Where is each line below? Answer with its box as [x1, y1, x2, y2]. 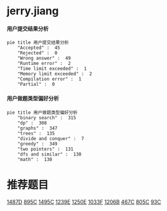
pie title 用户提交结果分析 [7, 40, 69, 46]
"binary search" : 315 [17, 114, 77, 120]
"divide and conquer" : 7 [17, 135, 84, 141]
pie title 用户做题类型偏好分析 [7, 109, 78, 116]
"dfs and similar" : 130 [17, 151, 82, 157]
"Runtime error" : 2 [17, 61, 71, 67]
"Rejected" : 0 [17, 50, 58, 56]
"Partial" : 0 [17, 82, 55, 88]
